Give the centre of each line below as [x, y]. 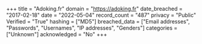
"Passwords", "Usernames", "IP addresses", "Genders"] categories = [92, 28]
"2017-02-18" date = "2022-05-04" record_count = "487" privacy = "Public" [101, 15]
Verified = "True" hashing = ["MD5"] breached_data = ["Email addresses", [98, 21]
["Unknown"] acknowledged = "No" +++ [57, 34]
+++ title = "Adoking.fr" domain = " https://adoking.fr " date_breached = [94, 9]
